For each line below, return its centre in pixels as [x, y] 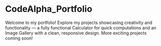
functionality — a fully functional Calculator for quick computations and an [81, 27]
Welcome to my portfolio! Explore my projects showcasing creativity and [79, 23]
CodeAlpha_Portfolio [49, 9]
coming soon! [19, 38]
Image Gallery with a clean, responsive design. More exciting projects [76, 33]
